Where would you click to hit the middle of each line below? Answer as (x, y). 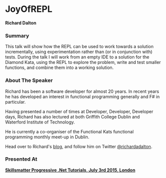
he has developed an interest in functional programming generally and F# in (83, 96)
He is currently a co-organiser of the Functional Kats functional (69, 131)
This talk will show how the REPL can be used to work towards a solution (79, 47)
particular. (15, 102)
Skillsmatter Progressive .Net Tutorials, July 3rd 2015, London (70, 170)
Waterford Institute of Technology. (40, 122)
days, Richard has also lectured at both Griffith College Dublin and (73, 117)
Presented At (21, 159)
